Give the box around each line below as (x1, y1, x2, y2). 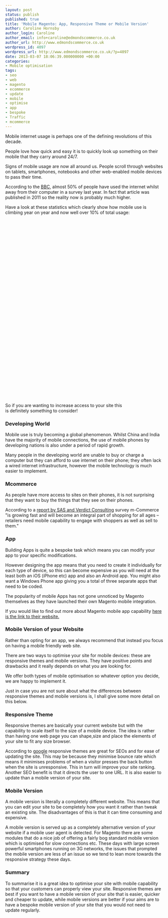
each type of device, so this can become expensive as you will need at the (5, 567, 159, 573)
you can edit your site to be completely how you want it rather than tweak (5, 804, 157, 810)
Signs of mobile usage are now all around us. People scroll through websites (5, 163, 163, 169)
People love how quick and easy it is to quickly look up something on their (5, 148, 158, 154)
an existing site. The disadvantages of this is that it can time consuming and (5, 809, 162, 816)
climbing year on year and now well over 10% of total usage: (5, 209, 130, 215)
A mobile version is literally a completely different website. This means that (5, 799, 160, 805)
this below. (5, 698, 28, 704)
